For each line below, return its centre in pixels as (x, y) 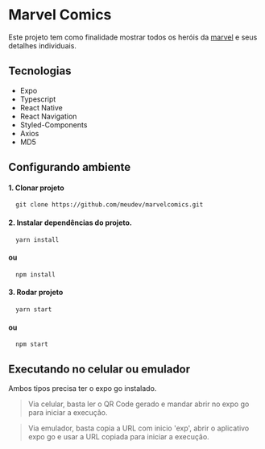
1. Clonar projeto (36, 188)
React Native (41, 107)
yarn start (34, 309)
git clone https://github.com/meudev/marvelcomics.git (110, 205)
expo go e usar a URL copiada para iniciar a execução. (118, 436)
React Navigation (48, 116)
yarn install (37, 239)
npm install (36, 274)
